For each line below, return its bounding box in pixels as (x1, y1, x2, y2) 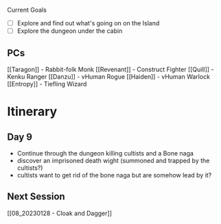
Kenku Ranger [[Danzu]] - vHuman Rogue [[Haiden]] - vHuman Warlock (7, 72, 211, 81)
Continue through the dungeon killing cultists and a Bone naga (16, 149, 194, 157)
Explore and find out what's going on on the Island (16, 19, 160, 27)
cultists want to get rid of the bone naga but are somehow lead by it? (16, 171, 212, 179)
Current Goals (7, 6, 47, 14)
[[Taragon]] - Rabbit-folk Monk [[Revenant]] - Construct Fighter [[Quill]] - (7, 65, 214, 73)
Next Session (7, 191, 65, 203)
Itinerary (7, 104, 58, 119)
